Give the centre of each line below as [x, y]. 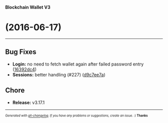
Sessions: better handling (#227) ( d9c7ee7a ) [59, 74]
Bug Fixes [21, 52]
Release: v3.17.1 [28, 102]
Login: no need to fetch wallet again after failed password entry [78, 64]
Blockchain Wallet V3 [28, 7]
